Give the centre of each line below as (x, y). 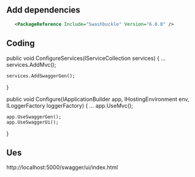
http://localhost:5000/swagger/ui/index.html (62, 167)
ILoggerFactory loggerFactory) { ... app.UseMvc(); (70, 105)
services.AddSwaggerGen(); (41, 76)
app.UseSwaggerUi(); (33, 122)
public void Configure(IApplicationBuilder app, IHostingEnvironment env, (98, 99)
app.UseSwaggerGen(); (34, 117)
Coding (21, 43)
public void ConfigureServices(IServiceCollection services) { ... (86, 58)
